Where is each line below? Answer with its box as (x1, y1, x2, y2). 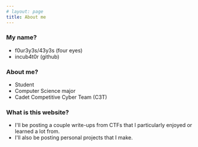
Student (14, 81, 34, 88)
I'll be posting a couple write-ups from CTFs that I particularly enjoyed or (14, 122, 193, 129)
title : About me (6, 14, 46, 20)
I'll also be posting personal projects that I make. (14, 134, 133, 141)
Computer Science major (14, 88, 76, 95)
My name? (6, 34, 37, 42)
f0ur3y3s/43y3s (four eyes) (14, 46, 83, 54)
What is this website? (6, 108, 69, 116)
